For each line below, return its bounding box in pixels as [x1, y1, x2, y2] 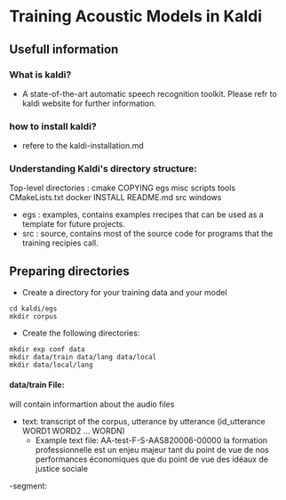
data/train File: [9, 379, 65, 390]
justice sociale [35, 464, 89, 474]
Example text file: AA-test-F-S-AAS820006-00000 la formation [35, 435, 268, 446]
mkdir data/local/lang [9, 360, 93, 370]
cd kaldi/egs [9, 304, 58, 313]
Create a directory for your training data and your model [21, 287, 228, 298]
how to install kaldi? [9, 120, 97, 133]
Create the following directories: [21, 327, 140, 339]
